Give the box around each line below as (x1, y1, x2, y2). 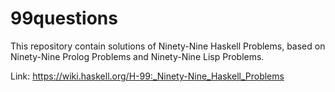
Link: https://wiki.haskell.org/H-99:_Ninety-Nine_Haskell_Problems (10, 70, 285, 82)
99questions (10, 7, 118, 30)
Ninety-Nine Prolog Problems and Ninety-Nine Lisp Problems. (10, 50, 265, 62)
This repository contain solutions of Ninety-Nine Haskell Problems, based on (10, 40, 326, 52)
